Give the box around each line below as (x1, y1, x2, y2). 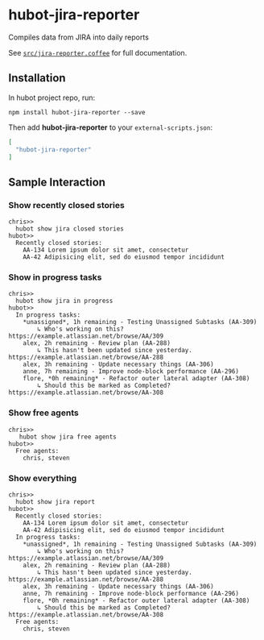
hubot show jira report (15, 497, 95, 505)
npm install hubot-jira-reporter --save (8, 108, 146, 116)
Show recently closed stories (8, 199, 125, 210)
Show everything (8, 472, 77, 484)
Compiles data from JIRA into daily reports (8, 32, 149, 42)
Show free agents (8, 407, 79, 418)
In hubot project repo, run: (8, 93, 96, 102)
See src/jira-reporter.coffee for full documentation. (8, 48, 188, 57)
